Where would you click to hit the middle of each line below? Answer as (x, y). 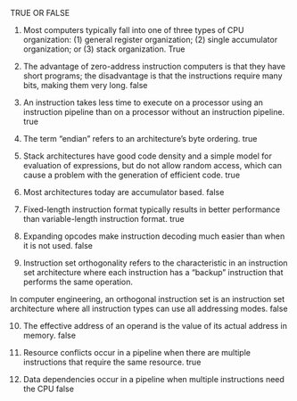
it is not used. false (58, 246)
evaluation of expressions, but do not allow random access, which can (153, 165)
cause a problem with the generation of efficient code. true (131, 175)
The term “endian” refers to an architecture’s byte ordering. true (140, 139)
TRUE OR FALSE (40, 13)
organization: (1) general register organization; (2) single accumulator (150, 40)
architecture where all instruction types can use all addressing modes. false (149, 308)
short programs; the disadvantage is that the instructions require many (153, 76)
